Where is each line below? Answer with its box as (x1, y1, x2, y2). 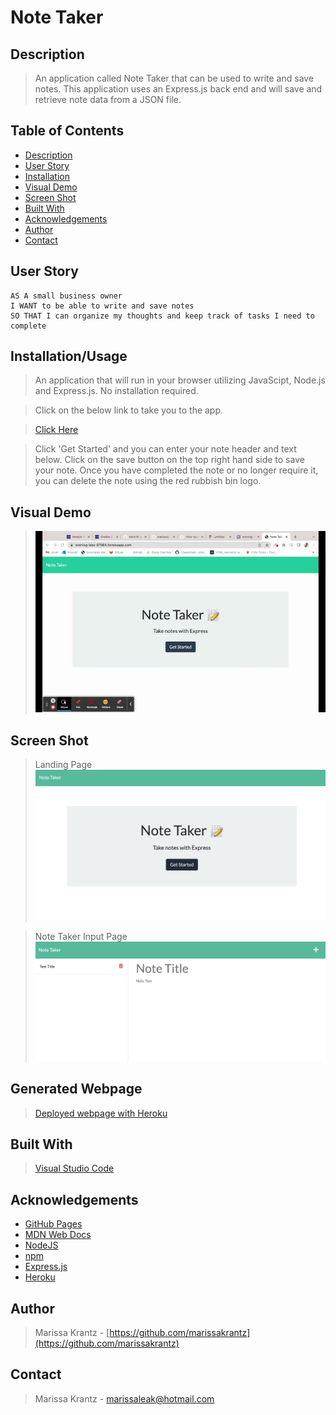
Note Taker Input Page (34, 930, 128, 942)
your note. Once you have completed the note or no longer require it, (34, 464, 319, 476)
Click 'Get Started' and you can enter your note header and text (34, 443, 297, 455)
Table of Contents (10, 122, 125, 140)
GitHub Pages (24, 1218, 83, 1230)
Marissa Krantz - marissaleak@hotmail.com (34, 1392, 215, 1405)
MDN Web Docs (24, 1229, 92, 1241)
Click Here (34, 424, 79, 436)
